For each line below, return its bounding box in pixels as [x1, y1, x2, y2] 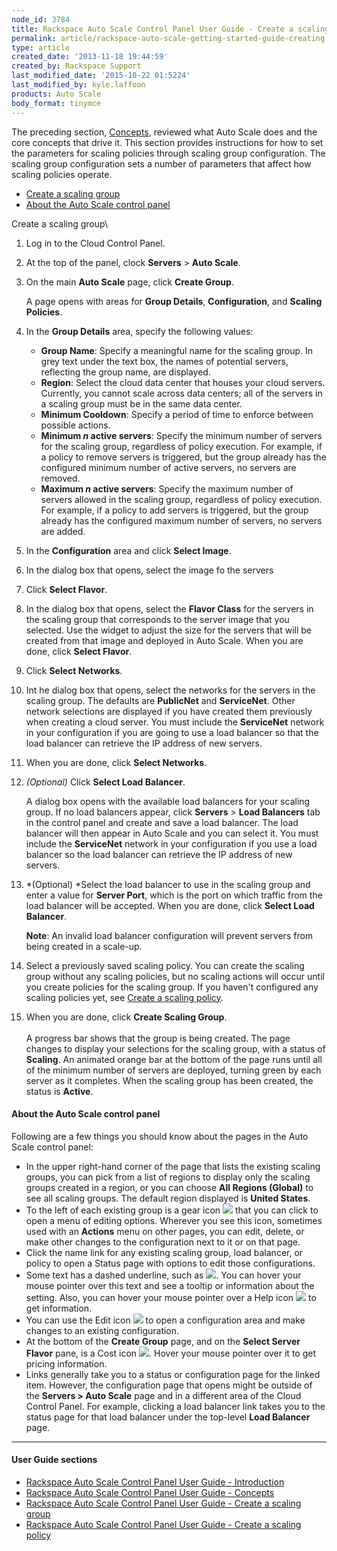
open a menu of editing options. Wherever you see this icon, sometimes [25, 1214, 323, 1226]
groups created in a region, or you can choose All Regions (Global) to [25, 1181, 314, 1193]
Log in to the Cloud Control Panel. [25, 237, 166, 249]
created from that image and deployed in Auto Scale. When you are [25, 634, 304, 646]
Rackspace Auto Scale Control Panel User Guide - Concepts [25, 1486, 275, 1498]
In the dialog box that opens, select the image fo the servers [25, 564, 274, 576]
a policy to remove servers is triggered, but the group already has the [40, 451, 327, 463]
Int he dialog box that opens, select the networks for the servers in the [25, 684, 316, 696]
